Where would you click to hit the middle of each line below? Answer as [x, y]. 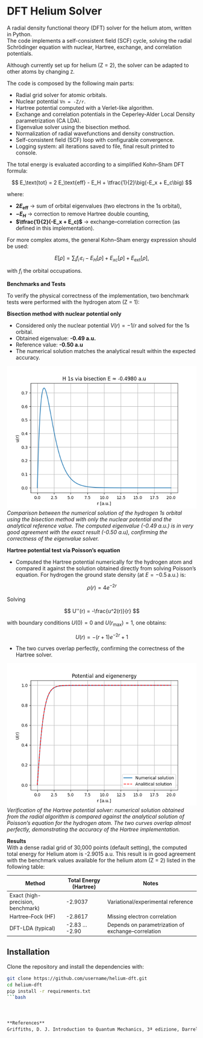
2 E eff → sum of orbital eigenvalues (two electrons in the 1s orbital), [98, 206]
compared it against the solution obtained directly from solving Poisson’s [106, 568]
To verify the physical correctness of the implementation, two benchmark [98, 296]
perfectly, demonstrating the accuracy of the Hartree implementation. [93, 829]
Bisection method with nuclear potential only [64, 314]
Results [17, 841]
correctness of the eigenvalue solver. [53, 539]
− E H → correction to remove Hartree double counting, [83, 214]
